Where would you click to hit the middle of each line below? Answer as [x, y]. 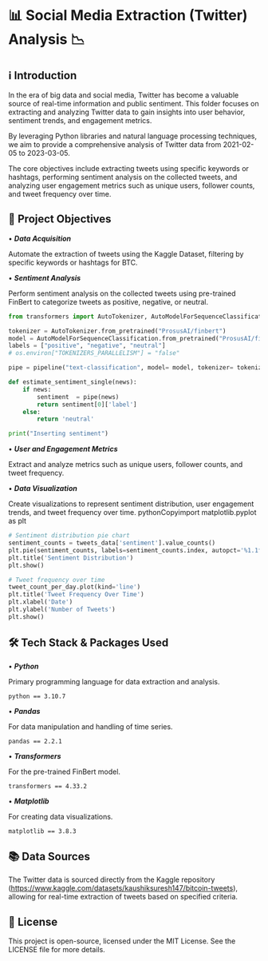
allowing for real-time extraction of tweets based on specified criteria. [123, 897]
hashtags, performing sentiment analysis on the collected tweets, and [123, 177]
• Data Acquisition [40, 238]
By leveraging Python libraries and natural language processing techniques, [133, 136]
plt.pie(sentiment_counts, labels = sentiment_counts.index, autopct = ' [126, 550]
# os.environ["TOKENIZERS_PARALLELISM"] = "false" [94, 353]
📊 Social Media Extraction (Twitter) [128, 16]
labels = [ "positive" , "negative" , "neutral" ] [87, 346]
